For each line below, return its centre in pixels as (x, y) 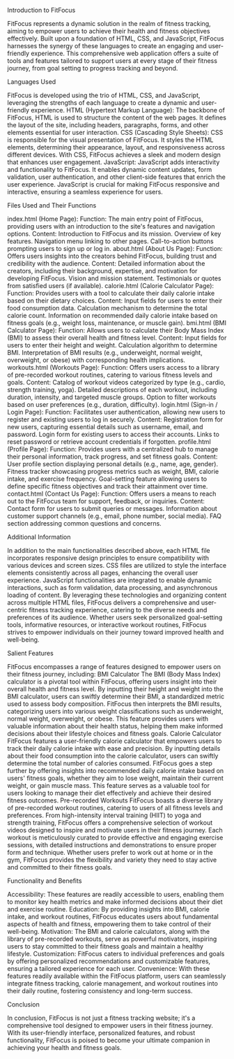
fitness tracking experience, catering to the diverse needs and (118, 610)
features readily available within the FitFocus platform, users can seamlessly (117, 976)
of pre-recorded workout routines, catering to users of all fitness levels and (115, 808)
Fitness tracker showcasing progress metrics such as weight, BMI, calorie (113, 471)
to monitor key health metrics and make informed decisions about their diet (115, 902)
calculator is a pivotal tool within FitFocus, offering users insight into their (112, 682)
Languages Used (32, 82)
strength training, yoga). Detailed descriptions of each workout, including (112, 390)
